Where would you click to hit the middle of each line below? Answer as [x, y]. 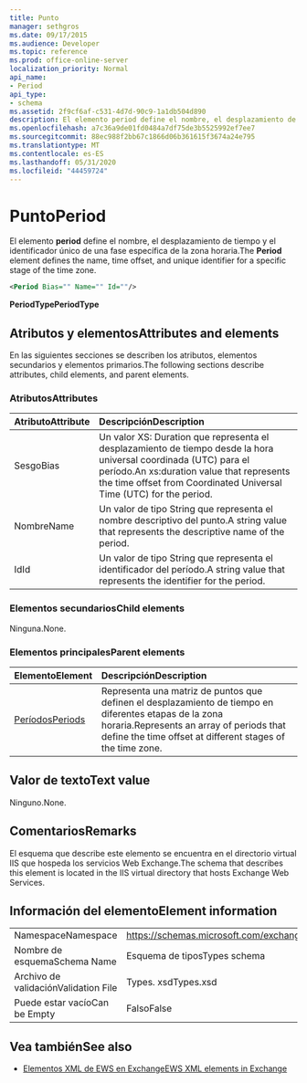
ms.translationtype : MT [55, 145]
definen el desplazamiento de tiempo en [187, 702]
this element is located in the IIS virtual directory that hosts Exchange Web [149, 872]
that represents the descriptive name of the [192, 532]
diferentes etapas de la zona [162, 713]
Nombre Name [44, 526]
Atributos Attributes [54, 398]
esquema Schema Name [65, 962]
